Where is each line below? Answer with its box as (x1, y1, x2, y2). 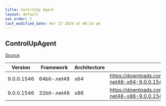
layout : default (5, 12, 39, 17)
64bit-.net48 (39, 75, 70, 82)
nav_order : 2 (5, 16, 32, 21)
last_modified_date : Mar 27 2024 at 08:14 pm (5, 21, 100, 26)
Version (11, 64, 31, 71)
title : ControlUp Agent (5, 7, 54, 12)
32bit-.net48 (39, 90, 70, 97)
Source (5, 52, 20, 58)
